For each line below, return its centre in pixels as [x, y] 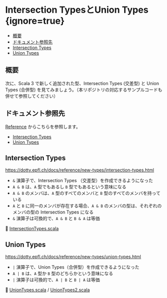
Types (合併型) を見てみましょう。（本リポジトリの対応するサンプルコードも [84, 90]
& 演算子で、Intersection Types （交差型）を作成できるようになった [83, 181]
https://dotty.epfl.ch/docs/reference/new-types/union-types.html [73, 257]
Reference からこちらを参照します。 [43, 126]
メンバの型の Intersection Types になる [53, 212]
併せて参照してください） [32, 96]
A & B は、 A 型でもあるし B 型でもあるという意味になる [69, 187]
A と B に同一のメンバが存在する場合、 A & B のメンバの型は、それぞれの [87, 206]
